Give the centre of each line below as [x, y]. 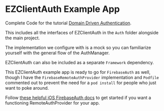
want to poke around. [27, 88]
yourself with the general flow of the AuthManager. [58, 53]
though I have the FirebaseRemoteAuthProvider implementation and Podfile [82, 77]
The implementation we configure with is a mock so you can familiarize [78, 47]
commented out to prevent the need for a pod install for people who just [81, 83]
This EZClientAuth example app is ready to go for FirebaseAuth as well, [78, 72]
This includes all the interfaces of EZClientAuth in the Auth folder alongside [82, 32]
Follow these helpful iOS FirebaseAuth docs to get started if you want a [78, 98]
